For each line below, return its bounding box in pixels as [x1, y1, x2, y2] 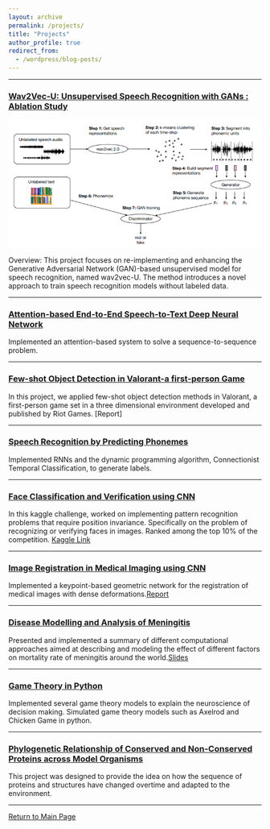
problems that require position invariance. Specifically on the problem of [8, 518, 247, 528]
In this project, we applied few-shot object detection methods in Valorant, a [8, 392, 258, 401]
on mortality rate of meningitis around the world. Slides [8, 653, 189, 662]
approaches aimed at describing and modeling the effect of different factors [8, 644, 260, 653]
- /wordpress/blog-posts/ [15, 56, 103, 64]
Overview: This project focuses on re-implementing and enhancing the [8, 255, 243, 265]
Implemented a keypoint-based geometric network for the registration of [8, 581, 249, 591]
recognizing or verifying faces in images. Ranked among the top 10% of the [8, 526, 259, 536]
